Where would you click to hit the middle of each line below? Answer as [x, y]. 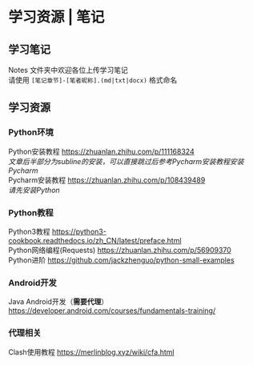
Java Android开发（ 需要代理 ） [58, 302]
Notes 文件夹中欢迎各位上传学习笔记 [68, 70]
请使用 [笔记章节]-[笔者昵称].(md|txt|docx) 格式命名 [93, 80]
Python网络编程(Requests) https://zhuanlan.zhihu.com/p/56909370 [120, 250]
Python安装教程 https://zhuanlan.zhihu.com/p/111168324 [101, 151]
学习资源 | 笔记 [56, 17]
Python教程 [31, 212]
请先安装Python [34, 190]
